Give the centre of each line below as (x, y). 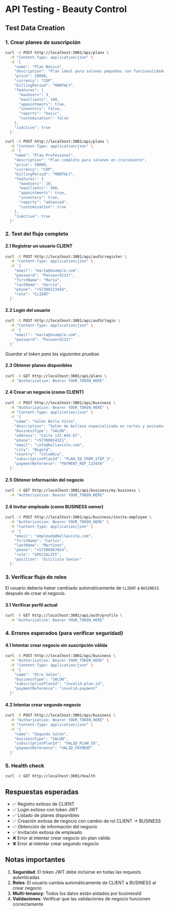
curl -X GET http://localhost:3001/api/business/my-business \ (73, 491)
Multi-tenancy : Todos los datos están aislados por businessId (77, 893)
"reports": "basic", (40, 114)
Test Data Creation (35, 28)
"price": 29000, (31, 76)
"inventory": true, (39, 198)
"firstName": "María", (38, 280)
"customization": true (42, 207)
